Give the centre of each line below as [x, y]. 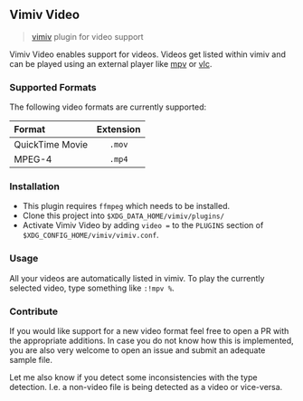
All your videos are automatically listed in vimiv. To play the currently [137, 278]
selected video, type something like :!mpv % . [92, 288]
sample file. [31, 360]
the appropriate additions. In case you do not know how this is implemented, [151, 340]
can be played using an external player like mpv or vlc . [111, 63]
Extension [118, 129]
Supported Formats [53, 87]
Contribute [34, 311]
